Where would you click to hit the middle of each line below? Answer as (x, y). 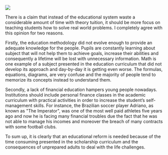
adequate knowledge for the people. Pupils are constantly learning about (80, 48)
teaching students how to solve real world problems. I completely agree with (84, 28)
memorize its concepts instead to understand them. (58, 80)
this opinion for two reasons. (34, 33)
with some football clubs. (31, 127)
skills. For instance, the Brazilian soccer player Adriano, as (93, 105)
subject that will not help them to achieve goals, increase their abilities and (82, 53)
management (19, 105)
